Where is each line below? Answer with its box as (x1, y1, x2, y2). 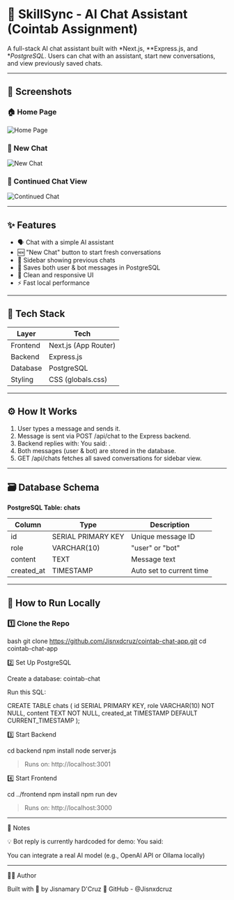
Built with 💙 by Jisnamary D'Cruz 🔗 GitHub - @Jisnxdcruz (7, 885, 173, 893)
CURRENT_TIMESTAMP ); (7, 716, 80, 725)
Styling (10, 374, 33, 384)
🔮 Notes (7, 824, 31, 832)
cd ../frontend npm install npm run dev (7, 790, 118, 799)
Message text (131, 554, 175, 564)
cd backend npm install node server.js (7, 746, 117, 755)
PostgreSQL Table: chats (7, 503, 81, 512)
